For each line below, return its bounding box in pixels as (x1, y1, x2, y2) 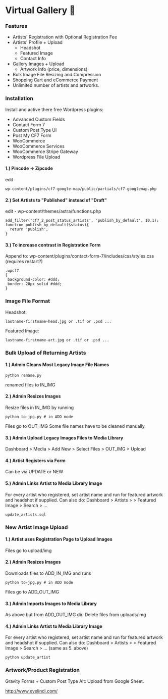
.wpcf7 (5, 268, 19, 273)
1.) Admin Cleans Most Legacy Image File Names (5, 362, 109, 368)
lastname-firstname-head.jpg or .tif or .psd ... (5, 319, 112, 324)
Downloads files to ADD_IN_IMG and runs (5, 570, 91, 576)
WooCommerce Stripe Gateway (12, 148, 78, 155)
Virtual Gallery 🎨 (5, 5, 76, 16)
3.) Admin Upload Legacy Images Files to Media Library (5, 434, 124, 441)
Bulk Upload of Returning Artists (5, 349, 86, 356)
